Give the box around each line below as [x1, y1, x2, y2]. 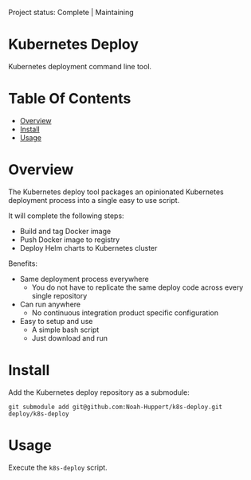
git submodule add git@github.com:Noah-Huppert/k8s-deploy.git [8, 403, 223, 411]
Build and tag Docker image [19, 226, 112, 236]
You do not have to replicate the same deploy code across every [31, 283, 244, 292]
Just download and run [31, 333, 108, 342]
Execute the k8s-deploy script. [8, 462, 108, 472]
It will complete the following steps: [8, 211, 125, 220]
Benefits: [8, 259, 38, 268]
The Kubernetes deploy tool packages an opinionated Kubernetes [8, 187, 225, 197]
